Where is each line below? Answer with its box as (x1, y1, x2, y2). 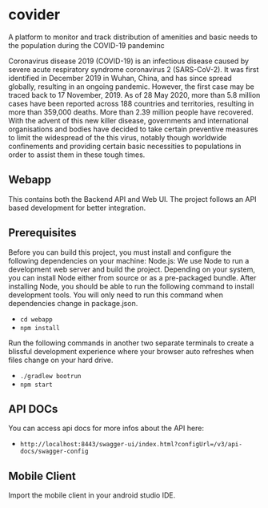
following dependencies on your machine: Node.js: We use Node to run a (8, 256, 250, 265)
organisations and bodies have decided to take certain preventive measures (8, 124, 258, 134)
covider (8, 6, 61, 24)
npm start (19, 381, 54, 389)
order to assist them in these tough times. (8, 150, 146, 159)
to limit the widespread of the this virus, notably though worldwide (8, 132, 227, 142)
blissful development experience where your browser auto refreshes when (8, 346, 254, 356)
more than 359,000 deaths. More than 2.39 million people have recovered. (8, 107, 254, 117)
